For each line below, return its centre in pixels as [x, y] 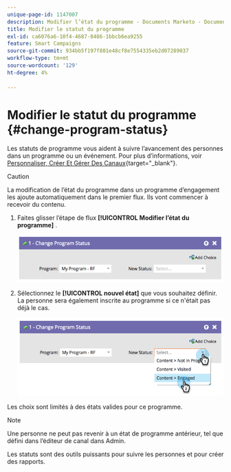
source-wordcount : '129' [43, 65]
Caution [18, 176]
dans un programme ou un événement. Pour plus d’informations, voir [104, 156]
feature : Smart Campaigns [44, 44]
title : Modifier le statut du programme [66, 29]
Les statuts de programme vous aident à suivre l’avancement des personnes [115, 149]
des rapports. [26, 462]
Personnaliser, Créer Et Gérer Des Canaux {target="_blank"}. [92, 163]
